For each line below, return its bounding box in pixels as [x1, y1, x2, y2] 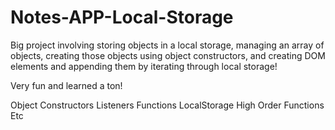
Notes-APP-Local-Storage [10, 6, 234, 29]
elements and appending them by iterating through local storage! [10, 60, 278, 72]
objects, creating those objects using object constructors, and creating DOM [10, 49, 326, 61]
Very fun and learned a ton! [10, 79, 123, 91]
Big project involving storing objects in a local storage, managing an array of [10, 39, 325, 51]
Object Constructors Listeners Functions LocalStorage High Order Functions [10, 99, 325, 111]
